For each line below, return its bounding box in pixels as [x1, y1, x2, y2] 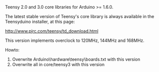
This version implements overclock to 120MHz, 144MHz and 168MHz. [5, 37, 145, 43]
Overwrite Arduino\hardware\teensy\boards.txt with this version [12, 56, 140, 62]
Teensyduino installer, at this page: [5, 19, 75, 24]
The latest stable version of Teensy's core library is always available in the [5, 14, 155, 19]
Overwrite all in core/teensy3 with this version [12, 62, 105, 67]
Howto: [5, 47, 20, 53]
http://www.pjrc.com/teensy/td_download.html [5, 28, 99, 34]
